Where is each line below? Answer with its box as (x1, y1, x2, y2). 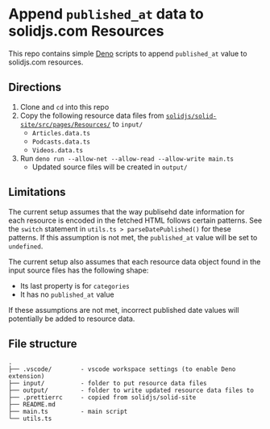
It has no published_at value (19, 289, 114, 299)
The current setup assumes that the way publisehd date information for (8, 206, 245, 216)
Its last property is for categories (19, 281, 131, 290)
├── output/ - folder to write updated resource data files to (8, 386, 254, 395)
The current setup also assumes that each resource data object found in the (8, 256, 261, 266)
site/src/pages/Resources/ (19, 120, 111, 129)
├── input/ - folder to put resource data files (8, 380, 207, 388)
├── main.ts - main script (8, 408, 128, 416)
